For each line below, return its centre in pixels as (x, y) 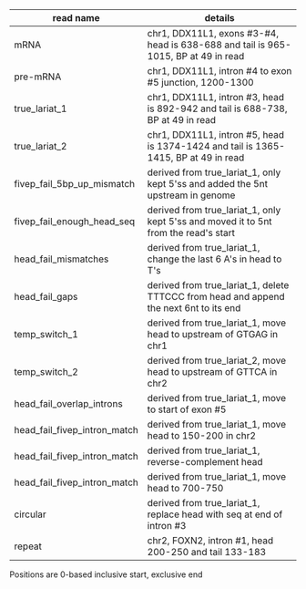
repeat (28, 546)
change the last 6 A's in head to (214, 259)
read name (76, 18)
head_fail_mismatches (61, 259)
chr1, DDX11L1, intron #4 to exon (219, 71)
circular (31, 514)
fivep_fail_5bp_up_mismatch (74, 184)
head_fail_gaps (46, 297)
